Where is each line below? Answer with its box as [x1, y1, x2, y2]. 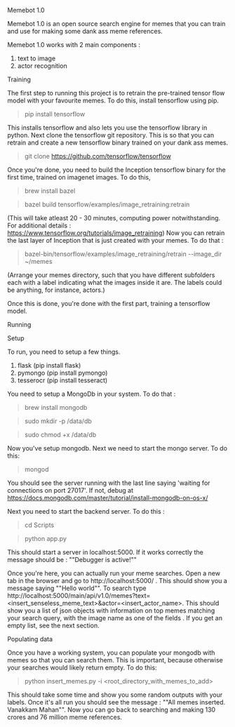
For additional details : [7, 221, 72, 229]
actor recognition [17, 62, 68, 69]
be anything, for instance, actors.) [7, 286, 105, 294]
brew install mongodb [24, 403, 88, 411]
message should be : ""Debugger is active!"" [7, 556, 137, 563]
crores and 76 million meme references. [7, 713, 123, 721]
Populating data [7, 635, 53, 643]
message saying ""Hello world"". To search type [7, 584, 147, 592]
